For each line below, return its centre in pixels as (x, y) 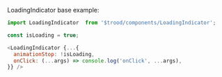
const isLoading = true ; (43, 35)
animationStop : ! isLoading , (54, 54)
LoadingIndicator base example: (53, 10)
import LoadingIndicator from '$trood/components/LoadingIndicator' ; (112, 23)
